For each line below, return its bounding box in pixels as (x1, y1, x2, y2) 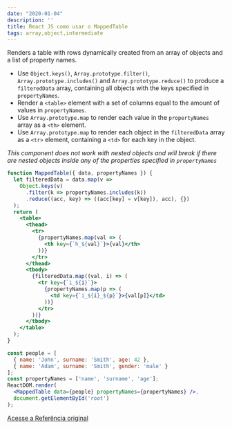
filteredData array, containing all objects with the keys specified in (17, 84, 209, 92)
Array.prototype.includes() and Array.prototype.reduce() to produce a (17, 77, 224, 85)
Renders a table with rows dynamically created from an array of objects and (7, 49, 223, 57)
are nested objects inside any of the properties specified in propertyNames (7, 157, 217, 165)
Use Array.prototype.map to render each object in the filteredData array (17, 128, 225, 137)
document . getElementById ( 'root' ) (13, 395, 110, 402)
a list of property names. (7, 56, 77, 64)
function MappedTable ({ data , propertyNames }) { (7, 170, 153, 177)
